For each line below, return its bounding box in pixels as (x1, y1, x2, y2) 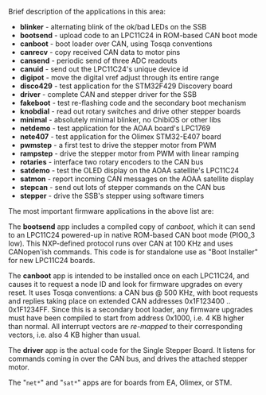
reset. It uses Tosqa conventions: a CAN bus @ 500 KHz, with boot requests (8, 288, 259, 297)
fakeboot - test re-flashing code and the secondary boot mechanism (19, 99, 247, 107)
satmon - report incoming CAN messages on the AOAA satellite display (19, 174, 255, 184)
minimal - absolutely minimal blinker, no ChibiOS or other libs (19, 115, 221, 124)
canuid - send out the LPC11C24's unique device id (19, 64, 189, 74)
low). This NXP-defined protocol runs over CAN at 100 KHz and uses (8, 238, 233, 248)
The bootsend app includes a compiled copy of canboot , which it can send (8, 222, 256, 231)
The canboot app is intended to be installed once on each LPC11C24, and (8, 271, 249, 281)
